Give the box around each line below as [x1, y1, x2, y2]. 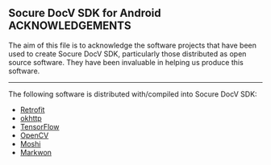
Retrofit [19, 105, 45, 114]
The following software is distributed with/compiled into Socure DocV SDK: [8, 89, 257, 99]
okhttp [19, 113, 42, 123]
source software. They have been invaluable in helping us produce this [8, 57, 244, 67]
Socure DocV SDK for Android [8, 6, 161, 20]
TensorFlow [19, 122, 60, 131]
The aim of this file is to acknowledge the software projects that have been [8, 40, 256, 50]
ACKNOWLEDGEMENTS [8, 19, 131, 33]
